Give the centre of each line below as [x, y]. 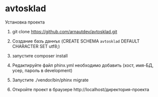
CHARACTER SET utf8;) [36, 46]
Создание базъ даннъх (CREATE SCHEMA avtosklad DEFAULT [76, 41]
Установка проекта [25, 22]
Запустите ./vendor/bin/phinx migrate [50, 80]
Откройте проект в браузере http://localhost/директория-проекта [80, 89]
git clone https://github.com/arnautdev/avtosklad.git [65, 31]
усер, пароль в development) [42, 70]
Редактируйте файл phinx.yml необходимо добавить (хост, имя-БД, [83, 65]
